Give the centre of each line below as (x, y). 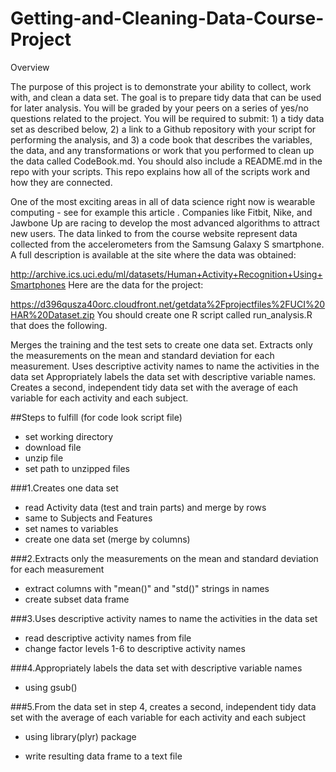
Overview (30, 67)
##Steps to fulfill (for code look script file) (96, 417)
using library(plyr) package (80, 736)
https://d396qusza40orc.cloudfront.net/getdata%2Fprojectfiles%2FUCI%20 (168, 304)
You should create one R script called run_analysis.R (204, 314)
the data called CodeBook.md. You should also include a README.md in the (166, 161)
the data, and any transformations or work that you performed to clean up (162, 150)
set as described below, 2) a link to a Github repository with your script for (163, 129)
